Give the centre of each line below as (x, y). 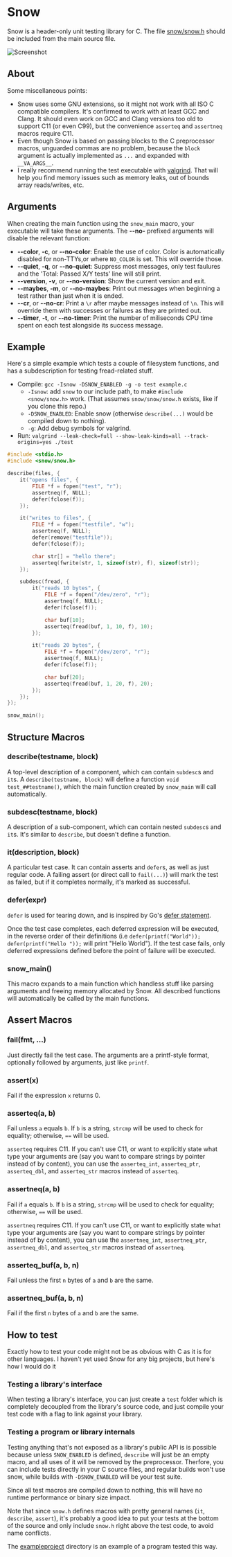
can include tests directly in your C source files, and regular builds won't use (117, 1469)
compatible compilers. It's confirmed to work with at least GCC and (113, 111)
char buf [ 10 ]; (64, 620)
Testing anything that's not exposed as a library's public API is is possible (112, 1447)
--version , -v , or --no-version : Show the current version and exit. (111, 281)
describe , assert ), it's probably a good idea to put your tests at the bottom (113, 1518)
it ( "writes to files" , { (55, 518)
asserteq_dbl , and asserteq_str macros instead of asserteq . (93, 1171)
